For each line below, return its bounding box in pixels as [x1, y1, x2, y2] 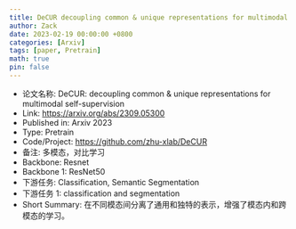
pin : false [9, 63, 50, 72]
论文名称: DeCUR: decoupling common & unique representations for [21, 88, 271, 99]
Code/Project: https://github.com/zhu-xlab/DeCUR [21, 135, 207, 147]
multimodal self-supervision [21, 98, 125, 109]
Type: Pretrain [21, 127, 75, 137]
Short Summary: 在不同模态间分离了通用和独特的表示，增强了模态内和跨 [21, 199, 287, 209]
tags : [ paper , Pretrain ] [9, 46, 101, 55]
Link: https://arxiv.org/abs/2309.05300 [21, 108, 165, 119]
